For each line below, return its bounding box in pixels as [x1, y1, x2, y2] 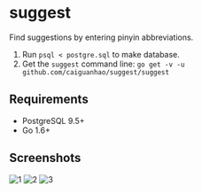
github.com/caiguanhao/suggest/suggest [21, 67, 170, 77]
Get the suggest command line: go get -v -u [21, 58, 185, 69]
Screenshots [9, 151, 82, 166]
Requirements [9, 92, 89, 107]
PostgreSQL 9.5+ [21, 115, 85, 126]
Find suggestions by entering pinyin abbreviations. [9, 32, 194, 42]
